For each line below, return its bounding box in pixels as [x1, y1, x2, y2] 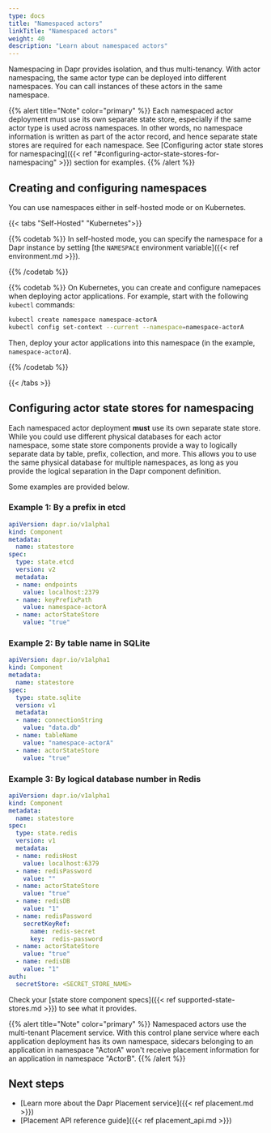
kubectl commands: [8, 299, 75, 309]
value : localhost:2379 [23, 588, 100, 596]
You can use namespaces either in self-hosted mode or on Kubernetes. [8, 202, 247, 212]
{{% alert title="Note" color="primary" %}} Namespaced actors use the [8, 1019, 247, 1028]
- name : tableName [15, 732, 78, 740]
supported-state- [177, 994, 235, 1004]
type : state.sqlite [15, 693, 82, 702]
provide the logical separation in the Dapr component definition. [8, 466, 222, 475]
